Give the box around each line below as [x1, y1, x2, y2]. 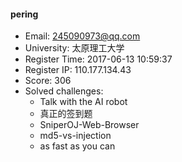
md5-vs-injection [39, 130, 112, 142]
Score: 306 [24, 75, 72, 87]
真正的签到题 [39, 108, 93, 120]
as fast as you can [39, 140, 116, 152]
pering [10, 8, 39, 20]
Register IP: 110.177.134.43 [24, 64, 132, 76]
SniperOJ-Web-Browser [39, 119, 140, 131]
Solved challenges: [24, 85, 104, 97]
